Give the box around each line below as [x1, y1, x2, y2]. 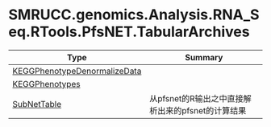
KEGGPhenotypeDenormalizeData [12, 65, 142, 76]
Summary [185, 51, 223, 63]
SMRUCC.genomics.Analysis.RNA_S [8, 6, 260, 24]
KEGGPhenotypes [12, 78, 81, 89]
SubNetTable [12, 98, 62, 109]
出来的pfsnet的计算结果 [156, 104, 247, 116]
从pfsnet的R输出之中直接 [148, 92, 244, 104]
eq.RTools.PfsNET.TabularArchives [8, 23, 250, 41]
